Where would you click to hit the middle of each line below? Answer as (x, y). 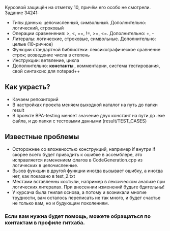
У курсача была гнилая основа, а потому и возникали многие (79, 192)
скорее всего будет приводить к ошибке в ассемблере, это (77, 154)
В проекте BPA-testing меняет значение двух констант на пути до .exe (89, 115)
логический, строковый (38, 28)
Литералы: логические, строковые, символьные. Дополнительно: (84, 39)
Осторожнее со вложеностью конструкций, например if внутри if (84, 149)
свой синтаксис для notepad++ (46, 71)
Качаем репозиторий (35, 99)
